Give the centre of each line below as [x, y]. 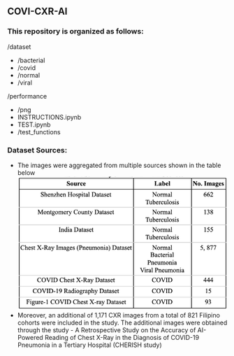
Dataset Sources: [37, 150]
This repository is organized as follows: [76, 31]
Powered [30, 337]
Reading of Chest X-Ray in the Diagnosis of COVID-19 [122, 337]
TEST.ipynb [34, 124]
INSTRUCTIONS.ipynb [49, 117]
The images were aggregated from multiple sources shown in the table [119, 165]
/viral [25, 83]
